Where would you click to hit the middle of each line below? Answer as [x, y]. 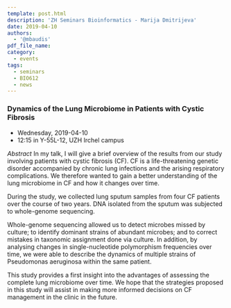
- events [26, 59]
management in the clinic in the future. [62, 297]
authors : [20, 33]
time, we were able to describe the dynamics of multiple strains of [102, 254]
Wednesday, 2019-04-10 [52, 132]
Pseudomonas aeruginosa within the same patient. [79, 262]
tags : [15, 65]
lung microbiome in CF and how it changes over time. [83, 183]
